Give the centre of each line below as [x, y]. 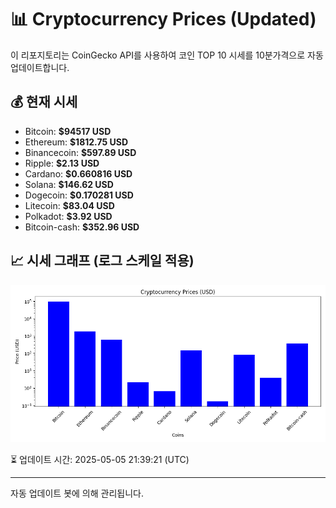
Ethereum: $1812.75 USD [76, 142]
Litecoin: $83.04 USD [69, 205]
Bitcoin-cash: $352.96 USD [82, 227]
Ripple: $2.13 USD [62, 163]
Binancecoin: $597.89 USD [80, 152]
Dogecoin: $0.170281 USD [79, 195]
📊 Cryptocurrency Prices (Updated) [163, 19]
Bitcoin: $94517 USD [68, 131]
